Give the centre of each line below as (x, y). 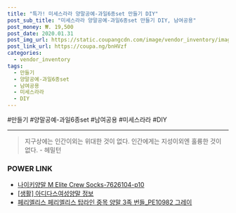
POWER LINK (30, 168)
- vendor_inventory (42, 60)
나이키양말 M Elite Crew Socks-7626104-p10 (81, 185)
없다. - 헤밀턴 (43, 150)
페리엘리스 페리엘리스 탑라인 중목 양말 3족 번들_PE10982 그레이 (105, 202)
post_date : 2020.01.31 (40, 33)
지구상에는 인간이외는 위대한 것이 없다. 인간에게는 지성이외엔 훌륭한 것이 (123, 141)
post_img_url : (28, 40)
